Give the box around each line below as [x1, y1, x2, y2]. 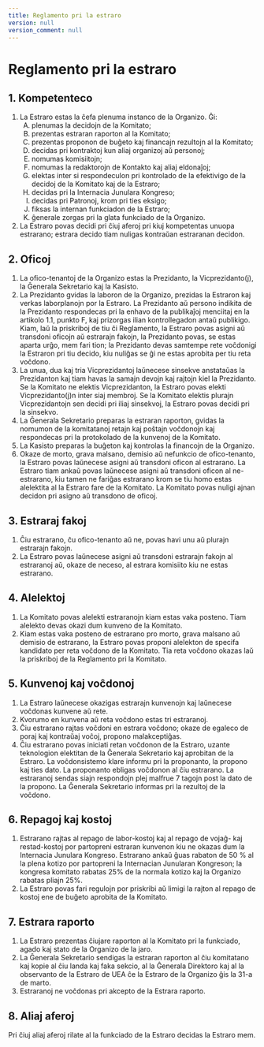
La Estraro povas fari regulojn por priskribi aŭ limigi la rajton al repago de [19, 884, 256, 893]
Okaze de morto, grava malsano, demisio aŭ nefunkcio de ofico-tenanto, [19, 449, 255, 459]
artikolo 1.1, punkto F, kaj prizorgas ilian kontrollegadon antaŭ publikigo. [19, 315, 251, 325]
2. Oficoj [8, 252, 51, 266]
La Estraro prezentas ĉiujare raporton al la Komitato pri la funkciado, [19, 936, 240, 946]
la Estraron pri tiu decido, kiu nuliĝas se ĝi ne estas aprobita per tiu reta [19, 348, 251, 359]
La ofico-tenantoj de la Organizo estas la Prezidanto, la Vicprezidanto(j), [19, 274, 254, 283]
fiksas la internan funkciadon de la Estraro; [31, 204, 171, 214]
